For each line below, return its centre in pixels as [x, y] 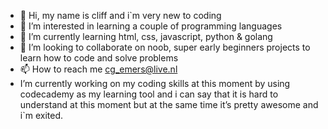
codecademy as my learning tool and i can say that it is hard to [149, 94]
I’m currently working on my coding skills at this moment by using [155, 83]
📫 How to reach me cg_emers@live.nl [98, 69]
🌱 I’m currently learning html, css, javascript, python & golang [146, 36]
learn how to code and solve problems [99, 58]
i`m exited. [41, 115]
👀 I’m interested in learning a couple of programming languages [151, 26]
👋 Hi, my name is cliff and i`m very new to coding [120, 15]
